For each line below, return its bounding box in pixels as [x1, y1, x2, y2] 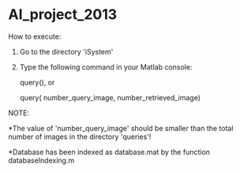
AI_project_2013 [8, 6, 118, 24]
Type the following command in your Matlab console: [19, 62, 193, 72]
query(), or [19, 77, 55, 87]
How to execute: [8, 32, 62, 41]
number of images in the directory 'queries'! [8, 132, 152, 141]
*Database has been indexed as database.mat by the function [8, 147, 211, 156]
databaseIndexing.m [8, 156, 75, 165]
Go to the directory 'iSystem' [19, 47, 114, 56]
